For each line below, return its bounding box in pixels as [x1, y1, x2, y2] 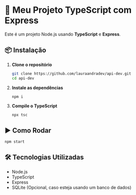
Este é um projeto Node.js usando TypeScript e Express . [4, 31, 121, 37]
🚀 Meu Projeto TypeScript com [4, 4, 132, 16]
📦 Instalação [4, 46, 46, 55]
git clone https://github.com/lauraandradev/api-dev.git [11, 71, 132, 76]
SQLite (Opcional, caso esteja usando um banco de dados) [11, 184, 132, 190]
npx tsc [11, 113, 28, 118]
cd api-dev [11, 76, 34, 81]
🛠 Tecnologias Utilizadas [4, 153, 84, 162]
